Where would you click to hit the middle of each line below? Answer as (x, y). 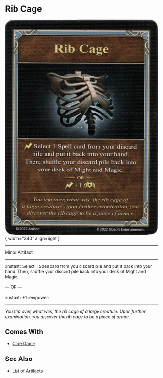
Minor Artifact (19, 252)
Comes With (24, 332)
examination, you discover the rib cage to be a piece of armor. (67, 316)
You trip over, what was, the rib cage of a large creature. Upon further (75, 311)
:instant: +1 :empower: (27, 297)
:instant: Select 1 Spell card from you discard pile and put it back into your (79, 266)
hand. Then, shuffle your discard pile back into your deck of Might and (75, 271)
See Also (19, 359)
